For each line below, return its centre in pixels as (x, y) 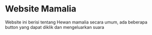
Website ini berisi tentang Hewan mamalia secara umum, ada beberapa (76, 22)
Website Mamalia (41, 9)
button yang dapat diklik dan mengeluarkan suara (55, 27)
